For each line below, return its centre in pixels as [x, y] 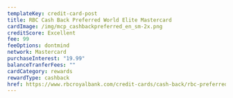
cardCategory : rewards [40, 71]
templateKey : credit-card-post [52, 13]
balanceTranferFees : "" [42, 65]
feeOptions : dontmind [38, 46]
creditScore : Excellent [42, 33]
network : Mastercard [37, 52]
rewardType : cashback [38, 78]
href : [15, 84]
